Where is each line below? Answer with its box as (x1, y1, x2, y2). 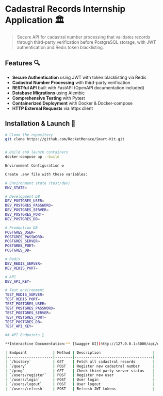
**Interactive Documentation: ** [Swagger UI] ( (5, 342, 101, 346)
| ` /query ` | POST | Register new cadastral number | (5, 363, 155, 369)
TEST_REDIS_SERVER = (5, 293, 45, 297)
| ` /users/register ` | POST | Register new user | (5, 373, 155, 378)
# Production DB (5, 225, 38, 230)
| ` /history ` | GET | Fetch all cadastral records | (5, 359, 155, 364)
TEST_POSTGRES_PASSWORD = (5, 306, 55, 310)
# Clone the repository (5, 132, 53, 137)
